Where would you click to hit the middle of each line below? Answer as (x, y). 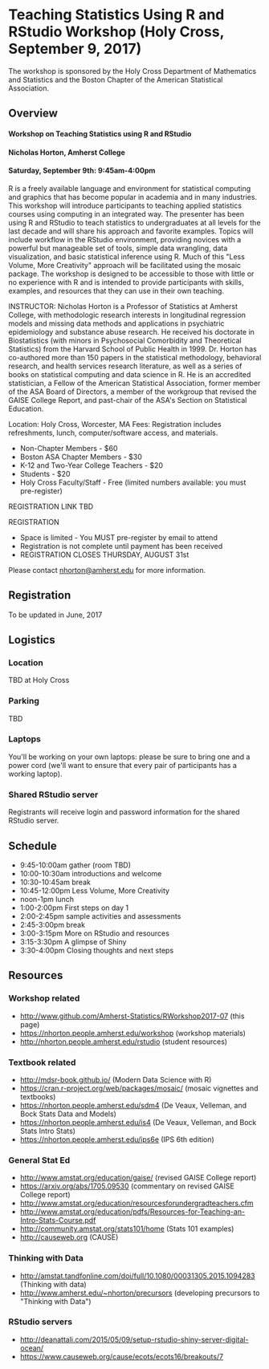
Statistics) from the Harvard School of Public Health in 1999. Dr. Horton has (132, 349)
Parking (24, 701)
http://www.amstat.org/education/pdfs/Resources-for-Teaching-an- (132, 1212)
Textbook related (42, 1062)
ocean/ (32, 1348)
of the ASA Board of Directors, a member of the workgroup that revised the (132, 392)
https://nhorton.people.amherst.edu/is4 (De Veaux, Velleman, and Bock (138, 1122)
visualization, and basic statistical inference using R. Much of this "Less (126, 256)
